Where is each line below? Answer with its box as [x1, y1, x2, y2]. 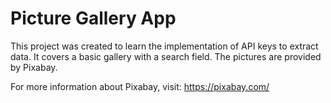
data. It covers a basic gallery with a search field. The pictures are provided [10, 50, 322, 62]
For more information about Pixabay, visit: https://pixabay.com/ [10, 80, 270, 92]
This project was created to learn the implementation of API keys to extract [10, 40, 319, 52]
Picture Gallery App [10, 7, 177, 30]
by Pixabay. [10, 61, 58, 73]
